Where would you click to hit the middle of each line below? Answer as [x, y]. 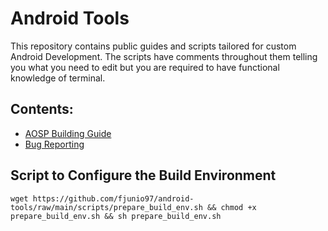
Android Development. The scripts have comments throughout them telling [164, 56]
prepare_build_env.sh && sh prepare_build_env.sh [116, 216]
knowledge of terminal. [58, 78]
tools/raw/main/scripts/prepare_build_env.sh [106, 207]
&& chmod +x [231, 207]
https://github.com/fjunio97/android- [113, 198]
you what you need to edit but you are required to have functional [145, 67]
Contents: [42, 109]
